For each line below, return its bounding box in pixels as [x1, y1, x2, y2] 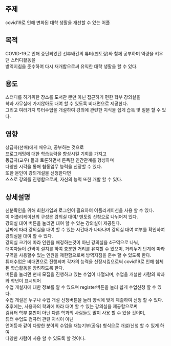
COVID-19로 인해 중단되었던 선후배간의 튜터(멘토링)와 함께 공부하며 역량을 [5, 50, 154, 56]
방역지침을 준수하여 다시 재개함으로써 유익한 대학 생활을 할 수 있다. [5, 63, 138, 69]
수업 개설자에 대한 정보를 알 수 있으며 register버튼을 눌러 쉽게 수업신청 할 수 [5, 284, 157, 290]
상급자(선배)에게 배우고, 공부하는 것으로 [5, 144, 84, 150]
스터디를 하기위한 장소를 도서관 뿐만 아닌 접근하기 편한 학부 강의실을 [5, 94, 141, 100]
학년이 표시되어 [10, 278, 41, 284]
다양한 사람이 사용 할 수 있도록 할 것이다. [5, 335, 86, 341]
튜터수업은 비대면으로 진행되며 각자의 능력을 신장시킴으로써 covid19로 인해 [5, 258, 155, 265]
